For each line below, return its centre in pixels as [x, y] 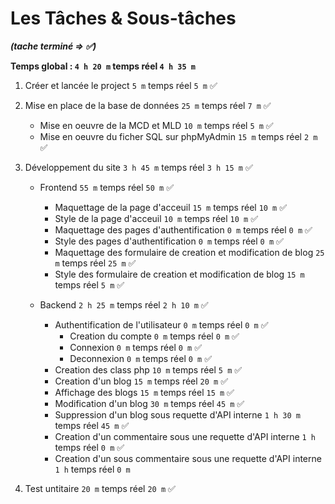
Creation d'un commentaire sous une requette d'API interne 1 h [185, 436]
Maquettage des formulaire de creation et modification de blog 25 [189, 252]
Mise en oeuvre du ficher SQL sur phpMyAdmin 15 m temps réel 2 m [178, 136]
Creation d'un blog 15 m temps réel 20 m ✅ [141, 381]
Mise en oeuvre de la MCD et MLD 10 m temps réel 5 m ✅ [156, 125]
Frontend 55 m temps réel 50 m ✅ [107, 187]
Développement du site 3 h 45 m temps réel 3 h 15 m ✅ [138, 167]
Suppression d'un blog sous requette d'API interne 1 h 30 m [178, 414]
